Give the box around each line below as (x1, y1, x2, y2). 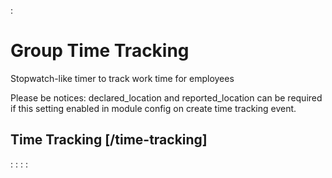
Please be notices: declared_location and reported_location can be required (10, 91, 323, 104)
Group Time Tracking (10, 40, 190, 62)
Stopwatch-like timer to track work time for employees (10, 72, 235, 84)
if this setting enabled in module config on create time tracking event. (10, 102, 297, 114)
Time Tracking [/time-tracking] (10, 131, 208, 149)
